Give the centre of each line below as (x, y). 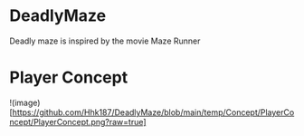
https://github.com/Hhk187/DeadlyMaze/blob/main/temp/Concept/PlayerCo (153, 112)
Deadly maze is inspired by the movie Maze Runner (105, 41)
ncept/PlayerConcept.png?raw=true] (78, 121)
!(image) (25, 102)
